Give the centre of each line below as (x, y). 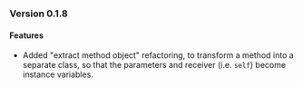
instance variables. (58, 74)
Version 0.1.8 (39, 14)
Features (26, 35)
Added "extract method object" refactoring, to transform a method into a (158, 55)
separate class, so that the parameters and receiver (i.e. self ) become (154, 65)
